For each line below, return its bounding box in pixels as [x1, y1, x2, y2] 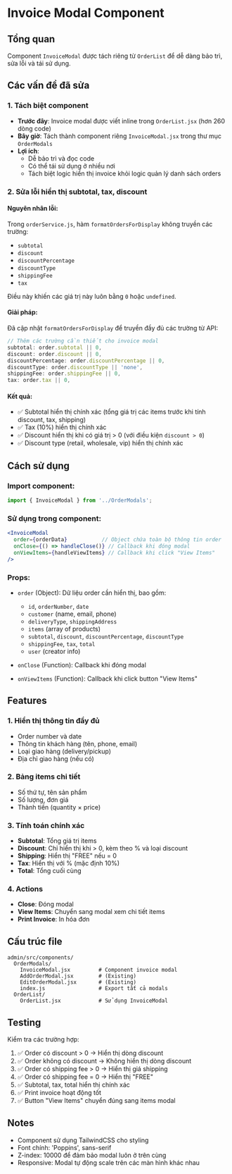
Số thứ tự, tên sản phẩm [17, 788, 88, 796]
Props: [7, 572, 30, 582]
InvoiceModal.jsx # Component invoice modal [20, 967, 178, 974]
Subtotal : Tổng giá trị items [17, 836, 97, 845]
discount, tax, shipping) [17, 416, 86, 424]
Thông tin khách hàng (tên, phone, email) [17, 739, 138, 748]
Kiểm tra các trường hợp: [7, 1035, 79, 1044]
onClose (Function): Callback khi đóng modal [17, 660, 146, 669]
